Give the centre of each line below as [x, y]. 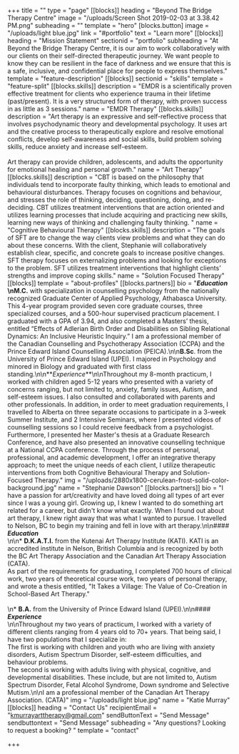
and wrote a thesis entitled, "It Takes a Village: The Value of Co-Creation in [117, 586]
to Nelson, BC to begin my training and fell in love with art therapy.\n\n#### [118, 526]
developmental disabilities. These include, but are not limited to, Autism [112, 677]
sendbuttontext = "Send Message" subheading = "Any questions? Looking [117, 723]
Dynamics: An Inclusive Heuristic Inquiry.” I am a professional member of [115, 336]
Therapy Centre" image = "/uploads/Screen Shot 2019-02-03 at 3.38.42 [113, 18]
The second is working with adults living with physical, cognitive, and [109, 669]
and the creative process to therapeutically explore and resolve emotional [116, 132]
